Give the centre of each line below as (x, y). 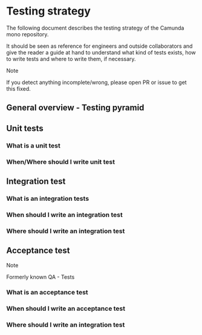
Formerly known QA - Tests (41, 277)
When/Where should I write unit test (60, 161)
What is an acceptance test (47, 293)
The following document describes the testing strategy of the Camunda (95, 28)
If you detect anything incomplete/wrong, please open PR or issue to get (96, 82)
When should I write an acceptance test (66, 308)
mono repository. (28, 34)
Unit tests (25, 128)
